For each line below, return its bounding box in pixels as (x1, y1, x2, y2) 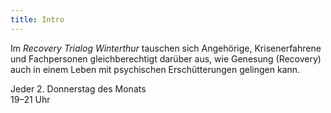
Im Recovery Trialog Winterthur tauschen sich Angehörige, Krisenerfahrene (10, 42, 322, 54)
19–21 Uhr (10, 93, 51, 105)
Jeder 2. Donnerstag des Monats (10, 82, 147, 95)
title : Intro (10, 14, 65, 25)
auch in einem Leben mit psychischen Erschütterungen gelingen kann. (10, 63, 301, 75)
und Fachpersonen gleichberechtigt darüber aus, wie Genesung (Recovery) (10, 52, 322, 65)
